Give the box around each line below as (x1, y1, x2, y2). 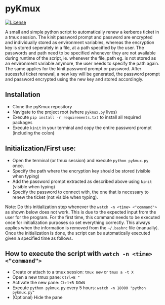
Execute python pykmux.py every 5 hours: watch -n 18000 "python (12, 285, 146, 291)
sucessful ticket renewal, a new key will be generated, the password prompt (5, 71, 160, 77)
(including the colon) (12, 130, 55, 136)
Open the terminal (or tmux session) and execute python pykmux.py (12, 157, 149, 163)
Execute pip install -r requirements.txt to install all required (12, 114, 141, 120)
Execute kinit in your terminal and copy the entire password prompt (12, 125, 152, 131)
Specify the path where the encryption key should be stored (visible (12, 168, 151, 174)
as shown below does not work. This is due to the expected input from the (5, 209, 157, 215)
